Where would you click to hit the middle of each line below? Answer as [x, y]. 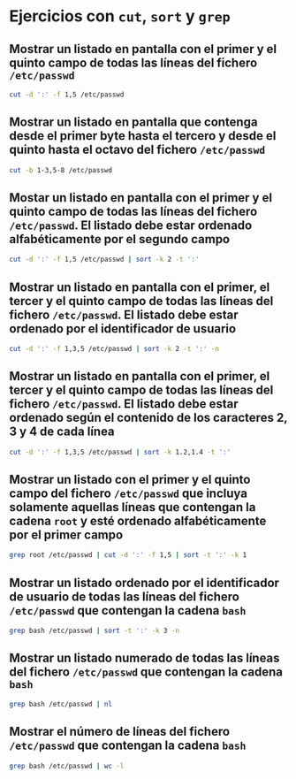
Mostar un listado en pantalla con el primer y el [140, 198]
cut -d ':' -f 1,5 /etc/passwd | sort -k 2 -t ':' [104, 260]
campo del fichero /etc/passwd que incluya [128, 494]
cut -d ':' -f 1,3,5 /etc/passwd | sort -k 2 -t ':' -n [114, 349]
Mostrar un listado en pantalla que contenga [133, 122]
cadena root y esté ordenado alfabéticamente [138, 521]
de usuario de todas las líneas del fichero [125, 596]
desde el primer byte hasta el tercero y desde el [143, 136]
